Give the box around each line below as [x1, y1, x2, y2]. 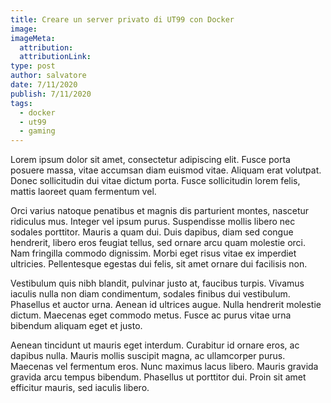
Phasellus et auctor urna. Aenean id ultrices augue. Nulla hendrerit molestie [10, 299, 322, 311]
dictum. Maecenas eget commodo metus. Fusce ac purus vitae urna [10, 309, 292, 321]
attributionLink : [19, 52, 92, 62]
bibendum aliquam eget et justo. [10, 320, 143, 332]
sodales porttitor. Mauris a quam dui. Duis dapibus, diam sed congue [10, 226, 294, 238]
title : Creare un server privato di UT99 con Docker [10, 14, 235, 25]
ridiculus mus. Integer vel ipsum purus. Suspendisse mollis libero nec [10, 216, 296, 228]
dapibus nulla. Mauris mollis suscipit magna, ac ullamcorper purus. [10, 350, 286, 362]
